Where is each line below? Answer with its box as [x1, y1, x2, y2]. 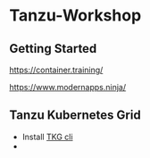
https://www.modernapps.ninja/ [9, 82, 127, 92]
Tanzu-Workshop [9, 5, 142, 26]
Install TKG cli [21, 131, 73, 142]
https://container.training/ [9, 64, 104, 75]
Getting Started [9, 41, 97, 56]
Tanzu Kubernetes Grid [9, 108, 141, 123]
